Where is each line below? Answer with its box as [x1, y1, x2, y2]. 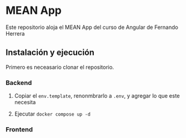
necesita [14, 99, 36, 106]
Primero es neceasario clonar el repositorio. [5, 63, 114, 71]
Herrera [5, 30, 25, 37]
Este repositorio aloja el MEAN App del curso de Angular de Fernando [5, 24, 179, 31]
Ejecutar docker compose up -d [14, 110, 91, 118]
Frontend [5, 125, 33, 133]
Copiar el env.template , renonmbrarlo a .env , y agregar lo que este [14, 92, 180, 99]
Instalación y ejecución [5, 48, 95, 58]
